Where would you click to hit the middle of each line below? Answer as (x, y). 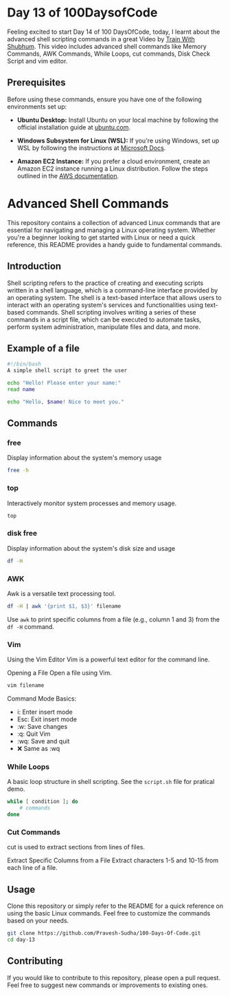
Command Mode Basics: (42, 698)
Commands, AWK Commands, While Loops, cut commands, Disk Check (109, 54)
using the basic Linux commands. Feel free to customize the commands (109, 913)
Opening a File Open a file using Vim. (59, 673)
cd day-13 (21, 940)
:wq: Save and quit (43, 741)
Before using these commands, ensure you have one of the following (105, 99)
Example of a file (44, 348)
